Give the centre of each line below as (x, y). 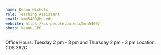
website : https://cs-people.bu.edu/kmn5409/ (53, 24)
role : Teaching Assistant (32, 14)
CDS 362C (16, 48)
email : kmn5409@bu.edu (29, 19)
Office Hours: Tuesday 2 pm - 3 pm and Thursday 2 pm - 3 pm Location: (81, 42)
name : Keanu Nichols (27, 10)
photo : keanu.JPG (23, 28)
